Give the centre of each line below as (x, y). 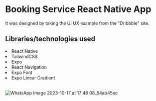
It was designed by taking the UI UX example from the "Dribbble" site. (77, 23)
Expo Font (22, 72)
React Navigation (29, 67)
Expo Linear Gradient (33, 78)
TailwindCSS (25, 56)
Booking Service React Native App (78, 9)
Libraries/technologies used (50, 39)
